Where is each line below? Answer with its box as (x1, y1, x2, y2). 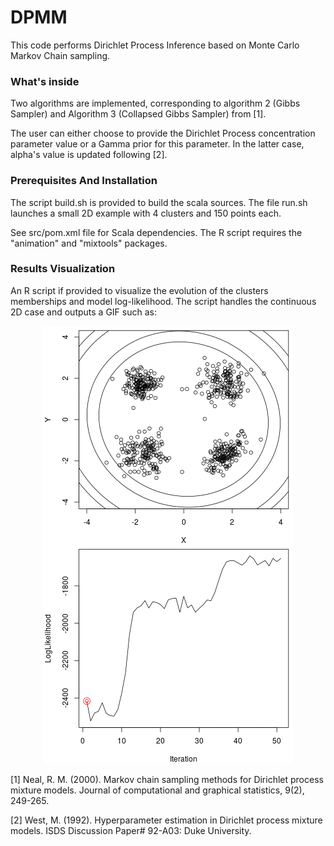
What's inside (10, 74, 80, 88)
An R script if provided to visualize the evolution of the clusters (10, 284, 269, 296)
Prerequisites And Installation (10, 174, 158, 188)
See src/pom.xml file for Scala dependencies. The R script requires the (10, 226, 303, 238)
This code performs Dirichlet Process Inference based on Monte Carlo (10, 39, 300, 51)
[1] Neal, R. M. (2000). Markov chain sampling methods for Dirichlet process (10, 773, 324, 785)
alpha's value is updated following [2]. (10, 149, 168, 161)
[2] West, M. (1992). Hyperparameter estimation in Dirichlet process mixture (10, 814, 323, 826)
